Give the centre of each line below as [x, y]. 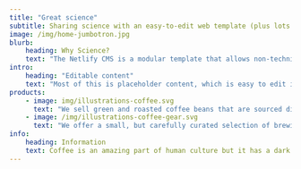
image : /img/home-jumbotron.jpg [69, 34]
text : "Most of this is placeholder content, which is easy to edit [156, 84]
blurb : [21, 42]
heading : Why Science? [68, 51]
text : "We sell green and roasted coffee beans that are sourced [157, 109]
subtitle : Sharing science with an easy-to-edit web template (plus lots [150, 26]
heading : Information [65, 142]
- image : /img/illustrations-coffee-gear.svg [112, 117]
